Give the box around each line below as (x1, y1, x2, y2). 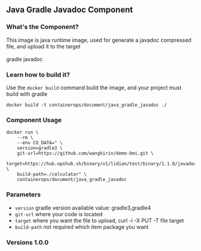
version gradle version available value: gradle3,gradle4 (14, 204, 151, 211)
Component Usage (6, 116, 62, 124)
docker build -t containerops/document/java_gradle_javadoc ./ (6, 102, 167, 108)
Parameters (6, 190, 41, 199)
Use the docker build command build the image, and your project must (6, 84, 182, 91)
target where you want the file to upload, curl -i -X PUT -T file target (14, 217, 184, 224)
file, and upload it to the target (6, 43, 81, 50)
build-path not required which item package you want (14, 223, 149, 230)
